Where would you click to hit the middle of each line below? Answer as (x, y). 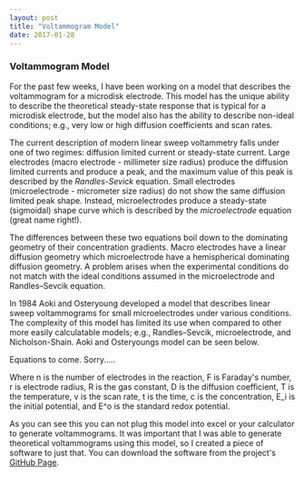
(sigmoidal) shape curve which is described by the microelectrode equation (151, 210)
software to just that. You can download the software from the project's (143, 452)
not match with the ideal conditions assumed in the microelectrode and (142, 276)
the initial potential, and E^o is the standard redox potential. (120, 406)
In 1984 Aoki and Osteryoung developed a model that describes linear (140, 303)
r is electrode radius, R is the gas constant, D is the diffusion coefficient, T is (152, 386)
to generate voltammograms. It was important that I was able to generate (146, 433)
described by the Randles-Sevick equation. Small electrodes (123, 181)
